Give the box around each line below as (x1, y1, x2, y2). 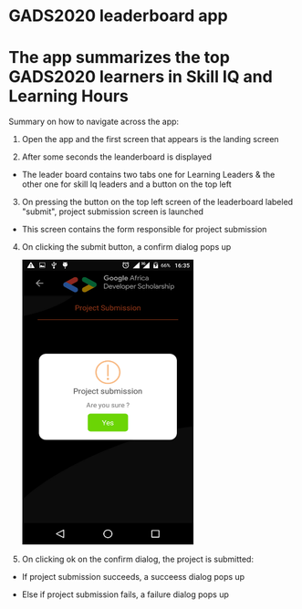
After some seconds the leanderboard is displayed (21, 151, 212, 162)
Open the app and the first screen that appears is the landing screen (21, 134, 279, 145)
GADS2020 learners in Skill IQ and (8, 67, 273, 88)
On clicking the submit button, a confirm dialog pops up (21, 242, 232, 253)
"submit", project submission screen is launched (21, 206, 204, 217)
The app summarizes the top (8, 47, 230, 68)
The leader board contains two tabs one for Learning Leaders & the (21, 170, 276, 181)
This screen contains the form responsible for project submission (21, 224, 267, 235)
